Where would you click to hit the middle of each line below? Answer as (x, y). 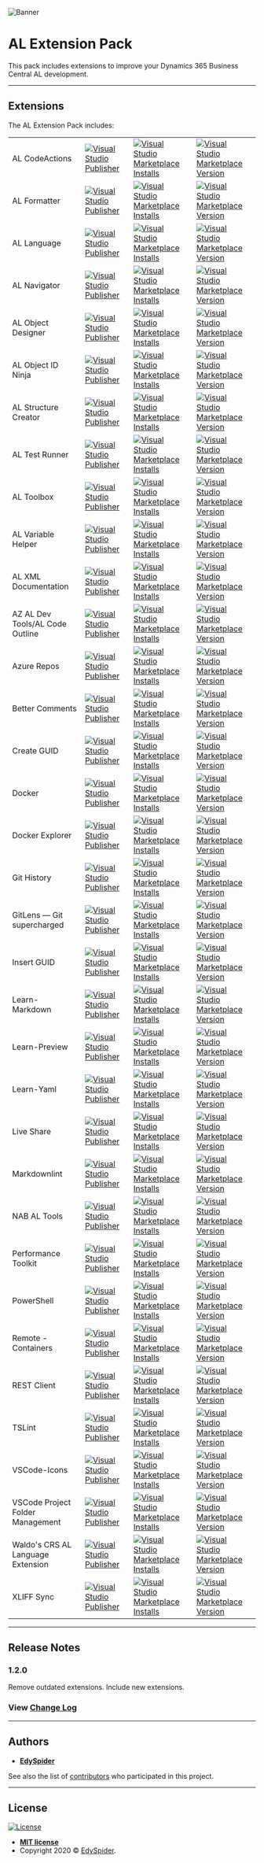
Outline (26, 634)
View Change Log (42, 1708)
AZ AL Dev (32, 614)
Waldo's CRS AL (42, 1544)
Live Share (32, 1131)
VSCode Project (42, 1502)
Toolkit (25, 1263)
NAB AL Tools (37, 1216)
